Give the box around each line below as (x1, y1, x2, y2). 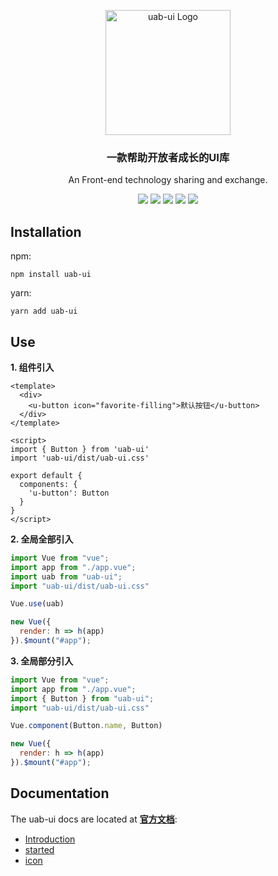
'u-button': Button (28, 488, 110, 498)
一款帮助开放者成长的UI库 (106, 150, 230, 164)
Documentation (10, 785, 110, 802)
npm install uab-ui (10, 270, 92, 280)
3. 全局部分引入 (10, 655, 74, 667)
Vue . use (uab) (10, 599, 65, 609)
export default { (10, 470, 83, 480)
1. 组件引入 (10, 361, 55, 373)
